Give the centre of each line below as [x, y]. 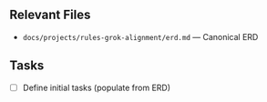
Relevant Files [50, 15]
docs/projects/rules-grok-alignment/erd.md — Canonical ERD [140, 36]
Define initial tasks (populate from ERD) [97, 87]
